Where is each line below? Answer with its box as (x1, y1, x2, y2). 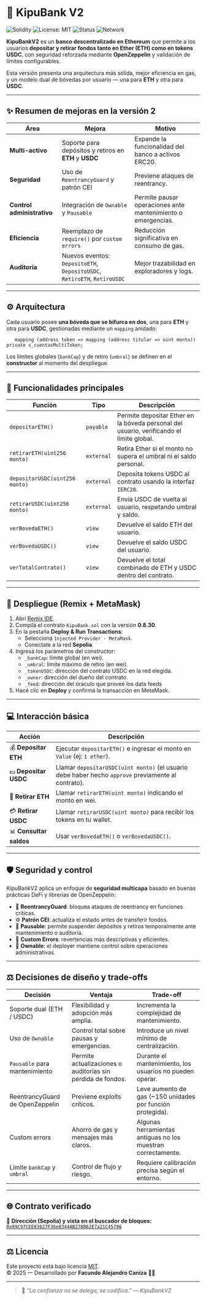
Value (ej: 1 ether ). (56, 752, 110, 760)
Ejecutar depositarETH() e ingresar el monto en (56, 744, 191, 752)
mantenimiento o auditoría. (15, 929, 83, 936)
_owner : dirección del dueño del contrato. (24, 674, 128, 681)
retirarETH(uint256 (9, 450, 66, 457)
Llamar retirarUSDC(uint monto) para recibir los (56, 808, 194, 816)
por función (137, 1100, 170, 1108)
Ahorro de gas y (71, 1125, 118, 1133)
